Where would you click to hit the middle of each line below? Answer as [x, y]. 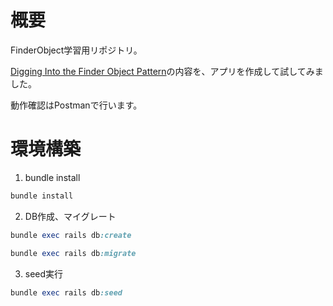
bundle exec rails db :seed [66, 292]
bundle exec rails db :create [71, 235]
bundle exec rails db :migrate [73, 253]
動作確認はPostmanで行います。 [76, 105]
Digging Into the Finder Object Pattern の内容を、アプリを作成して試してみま [167, 71]
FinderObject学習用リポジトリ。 [76, 50]
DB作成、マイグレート [70, 216]
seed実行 [44, 273]
